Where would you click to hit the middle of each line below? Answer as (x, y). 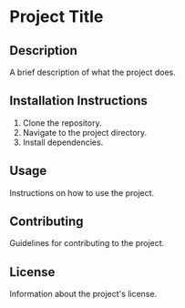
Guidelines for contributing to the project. (87, 243)
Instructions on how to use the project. (82, 192)
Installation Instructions (79, 101)
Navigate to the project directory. (85, 132)
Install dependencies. (63, 142)
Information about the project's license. (83, 294)
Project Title (57, 17)
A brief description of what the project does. (92, 72)
